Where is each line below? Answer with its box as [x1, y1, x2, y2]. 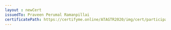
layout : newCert [5, 7, 42, 13]
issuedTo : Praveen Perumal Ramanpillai [5, 12, 90, 17]
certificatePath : [5, 17, 42, 22]
